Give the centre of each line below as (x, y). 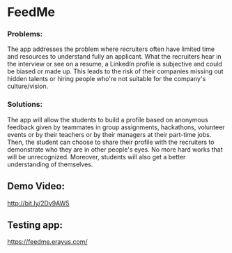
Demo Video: (36, 186)
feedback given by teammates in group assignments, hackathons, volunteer (116, 127)
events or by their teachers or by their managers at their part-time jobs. (109, 134)
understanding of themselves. (50, 164)
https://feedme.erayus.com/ (48, 242)
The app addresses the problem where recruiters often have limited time (111, 49)
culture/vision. (28, 86)
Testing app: (35, 225)
